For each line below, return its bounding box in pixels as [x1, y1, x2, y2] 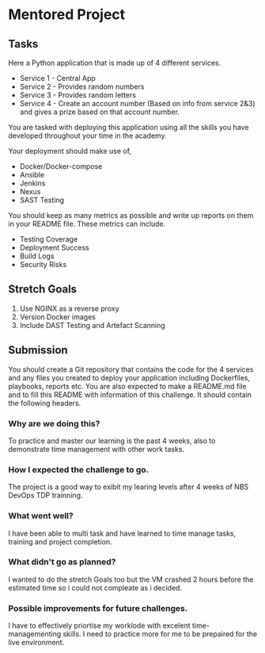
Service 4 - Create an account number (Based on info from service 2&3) [19, 99, 256, 108]
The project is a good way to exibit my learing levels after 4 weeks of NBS [8, 482, 249, 492]
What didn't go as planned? [8, 556, 116, 567]
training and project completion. [8, 537, 112, 546]
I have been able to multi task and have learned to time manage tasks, [8, 529, 237, 538]
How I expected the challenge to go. [8, 464, 150, 475]
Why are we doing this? [8, 418, 100, 429]
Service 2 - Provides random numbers [19, 82, 145, 91]
